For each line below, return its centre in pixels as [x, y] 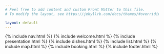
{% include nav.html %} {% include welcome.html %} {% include [70, 36]
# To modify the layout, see [35, 14]
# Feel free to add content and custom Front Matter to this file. [75, 9]
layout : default [21, 23]
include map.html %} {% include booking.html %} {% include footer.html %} [82, 47]
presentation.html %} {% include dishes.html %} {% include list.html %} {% [81, 41]
